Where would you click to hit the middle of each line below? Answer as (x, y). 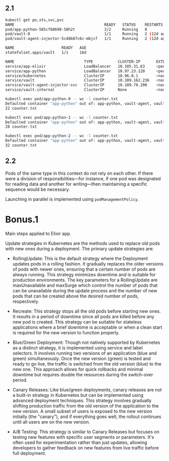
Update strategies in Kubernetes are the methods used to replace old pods (82, 243)
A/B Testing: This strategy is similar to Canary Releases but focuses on (86, 432)
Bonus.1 (22, 219)
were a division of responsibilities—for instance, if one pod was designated (83, 178)
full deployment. (29, 453)
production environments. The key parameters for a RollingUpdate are (85, 280)
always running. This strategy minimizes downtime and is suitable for (84, 274)
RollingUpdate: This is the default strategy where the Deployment (80, 258)
